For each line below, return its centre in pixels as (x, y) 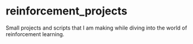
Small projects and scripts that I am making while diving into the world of (96, 28)
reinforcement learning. (35, 34)
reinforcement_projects (67, 11)
